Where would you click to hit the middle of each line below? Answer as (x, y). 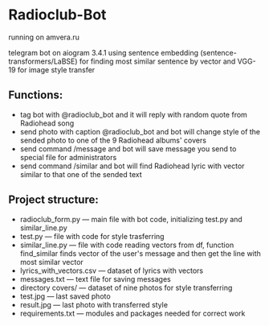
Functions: (36, 95)
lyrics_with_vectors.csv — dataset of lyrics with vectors (111, 270)
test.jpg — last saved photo (65, 296)
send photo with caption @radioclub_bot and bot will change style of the (140, 131)
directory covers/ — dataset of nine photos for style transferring (126, 287)
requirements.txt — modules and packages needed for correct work (132, 313)
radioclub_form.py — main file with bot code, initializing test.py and (131, 219)
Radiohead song (47, 123)
